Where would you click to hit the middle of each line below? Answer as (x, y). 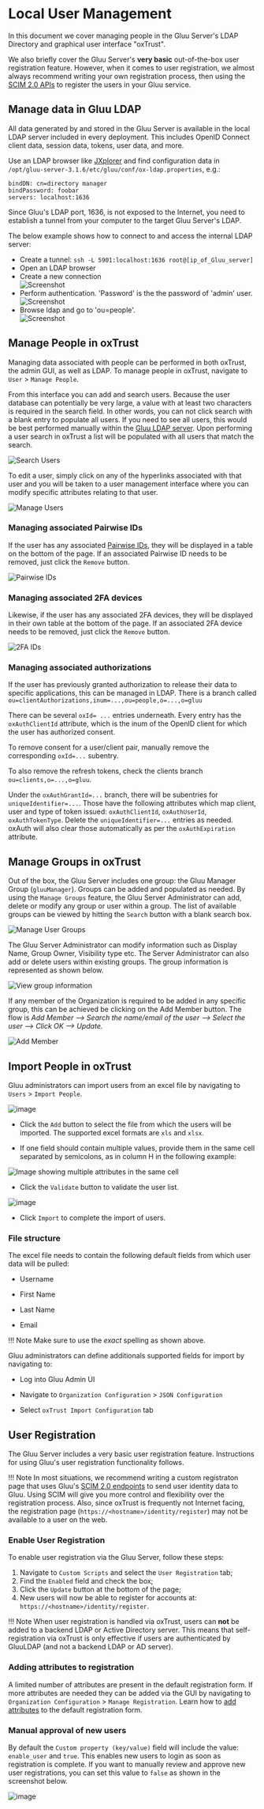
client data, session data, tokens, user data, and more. (96, 145)
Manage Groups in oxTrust (75, 861)
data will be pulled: (39, 1264)
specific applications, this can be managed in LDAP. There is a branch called (132, 693)
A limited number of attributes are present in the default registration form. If (131, 1684)
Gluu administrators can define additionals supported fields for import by (126, 1356)
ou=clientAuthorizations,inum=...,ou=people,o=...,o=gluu (105, 701)
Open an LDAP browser (58, 268)
